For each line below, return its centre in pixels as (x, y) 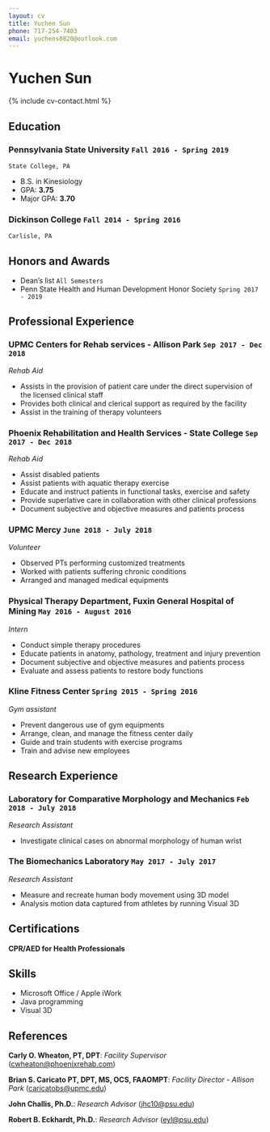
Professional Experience (72, 322)
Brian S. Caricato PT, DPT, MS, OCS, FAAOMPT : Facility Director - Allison (131, 1080)
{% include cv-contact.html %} (60, 101)
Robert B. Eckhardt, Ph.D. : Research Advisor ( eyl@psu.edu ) (109, 1120)
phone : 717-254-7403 (43, 31)
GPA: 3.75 (37, 189)
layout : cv (27, 16)
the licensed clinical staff (61, 394)
